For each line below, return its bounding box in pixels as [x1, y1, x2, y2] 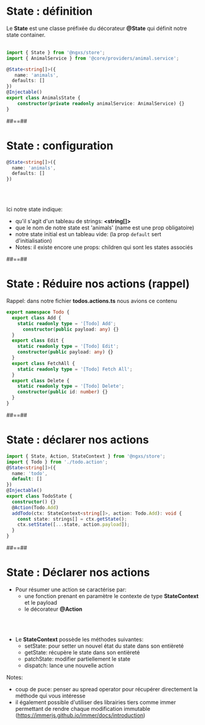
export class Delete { [12, 377, 70, 384]
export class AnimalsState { [6, 95, 81, 101]
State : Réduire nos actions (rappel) [6, 277, 190, 291]
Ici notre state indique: [6, 205, 63, 213]
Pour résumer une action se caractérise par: [15, 586, 127, 593]
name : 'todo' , [12, 470, 48, 477]
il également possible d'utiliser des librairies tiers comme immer [15, 698, 176, 706]
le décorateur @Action [24, 605, 83, 613]
